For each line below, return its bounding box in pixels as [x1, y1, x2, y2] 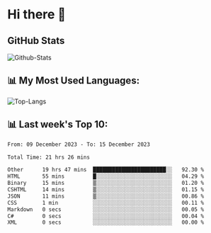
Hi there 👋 [7, 6, 66, 23]
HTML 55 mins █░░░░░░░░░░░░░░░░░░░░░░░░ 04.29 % [7, 173, 204, 180]
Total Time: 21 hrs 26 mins [7, 154, 91, 161]
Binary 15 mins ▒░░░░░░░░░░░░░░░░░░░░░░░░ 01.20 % [7, 180, 204, 187]
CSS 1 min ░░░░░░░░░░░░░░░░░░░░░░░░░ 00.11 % [7, 199, 204, 206]
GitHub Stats [7, 35, 65, 47]
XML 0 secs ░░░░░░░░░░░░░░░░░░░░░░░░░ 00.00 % [7, 219, 204, 226]
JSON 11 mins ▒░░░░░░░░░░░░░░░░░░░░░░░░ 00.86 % [7, 193, 204, 200]
